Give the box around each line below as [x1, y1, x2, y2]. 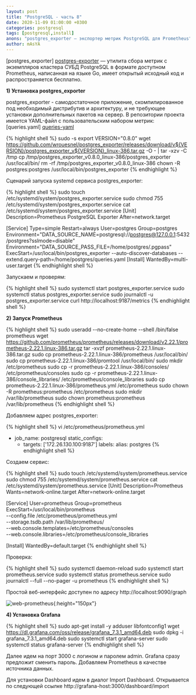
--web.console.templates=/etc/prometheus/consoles [6, 524, 134, 531]
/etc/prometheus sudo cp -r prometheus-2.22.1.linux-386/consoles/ [6, 363, 169, 370]
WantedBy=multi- [145, 256, 188, 263]
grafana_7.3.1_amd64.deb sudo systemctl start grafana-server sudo [6, 635, 168, 642]
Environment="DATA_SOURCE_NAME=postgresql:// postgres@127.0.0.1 [6, 230, 176, 238]
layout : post [6, 8, 38, 15]
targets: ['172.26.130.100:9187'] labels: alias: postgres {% [23, 441, 160, 448]
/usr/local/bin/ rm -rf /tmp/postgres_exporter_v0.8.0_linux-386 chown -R [6, 159, 181, 167]
